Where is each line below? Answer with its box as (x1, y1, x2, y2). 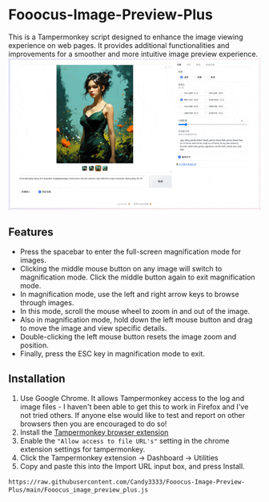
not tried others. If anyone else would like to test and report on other (19, 410, 246, 420)
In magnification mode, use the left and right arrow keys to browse (19, 289, 239, 299)
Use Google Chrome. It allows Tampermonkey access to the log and (19, 393, 245, 403)
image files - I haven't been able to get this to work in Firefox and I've (19, 402, 249, 412)
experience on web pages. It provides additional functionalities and (8, 40, 230, 50)
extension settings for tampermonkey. (19, 444, 146, 454)
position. (19, 340, 50, 350)
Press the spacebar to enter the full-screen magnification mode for (19, 247, 242, 256)
